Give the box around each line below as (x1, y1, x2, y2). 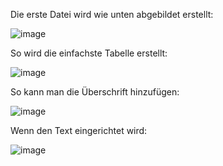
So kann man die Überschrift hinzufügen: (10, 86, 180, 98)
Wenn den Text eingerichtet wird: (10, 125, 148, 136)
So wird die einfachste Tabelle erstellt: (10, 47, 168, 59)
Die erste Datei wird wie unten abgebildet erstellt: (10, 9, 214, 20)
